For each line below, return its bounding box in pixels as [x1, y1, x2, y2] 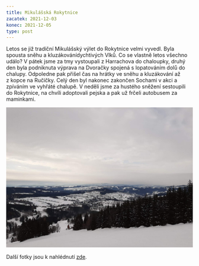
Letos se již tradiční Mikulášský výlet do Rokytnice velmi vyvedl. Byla [6, 45, 175, 53]
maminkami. [6, 95, 36, 103]
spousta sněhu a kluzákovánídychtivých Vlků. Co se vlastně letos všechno [6, 52, 188, 59]
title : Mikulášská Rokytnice [6, 9, 78, 15]
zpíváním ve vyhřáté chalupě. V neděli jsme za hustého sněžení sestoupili [6, 83, 186, 90]
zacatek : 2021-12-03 [6, 15, 57, 22]
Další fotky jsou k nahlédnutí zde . [6, 254, 87, 261]
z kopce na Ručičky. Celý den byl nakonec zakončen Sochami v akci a [6, 77, 178, 84]
